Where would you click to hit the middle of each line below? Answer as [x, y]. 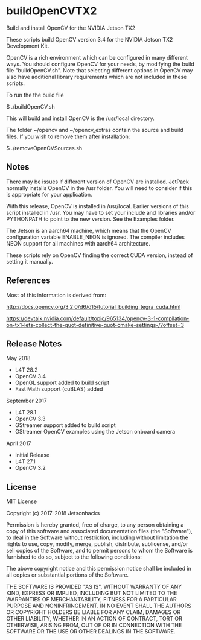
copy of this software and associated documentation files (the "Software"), [100, 531]
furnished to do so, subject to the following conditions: [74, 557]
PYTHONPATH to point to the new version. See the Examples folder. [91, 219]
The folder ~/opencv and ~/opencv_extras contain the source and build [95, 130]
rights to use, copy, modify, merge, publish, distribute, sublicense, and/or [97, 544]
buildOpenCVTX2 [52, 11]
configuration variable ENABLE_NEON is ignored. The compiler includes [96, 237]
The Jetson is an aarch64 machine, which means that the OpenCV [89, 230]
